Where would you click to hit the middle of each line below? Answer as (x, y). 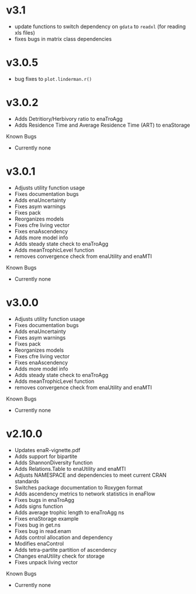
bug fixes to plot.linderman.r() (53, 79)
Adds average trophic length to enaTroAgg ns (69, 512)
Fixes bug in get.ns (37, 525)
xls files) (25, 32)
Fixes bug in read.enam (43, 531)
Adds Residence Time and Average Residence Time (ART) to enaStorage (102, 125)
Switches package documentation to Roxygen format (78, 487)
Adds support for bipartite (46, 456)
